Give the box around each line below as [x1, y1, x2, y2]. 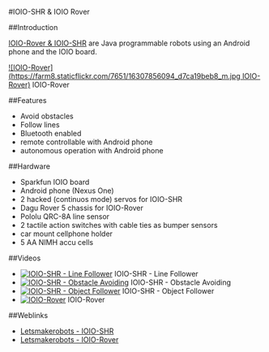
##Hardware [8, 161, 51, 171]
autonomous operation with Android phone [19, 146, 164, 155]
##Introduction [8, 23, 58, 32]
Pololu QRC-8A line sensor [19, 212, 110, 221]
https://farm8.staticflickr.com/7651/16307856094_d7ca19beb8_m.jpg [11, 71, 241, 80]
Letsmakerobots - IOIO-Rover [19, 335, 119, 344]
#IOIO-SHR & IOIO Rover [8, 7, 91, 16]
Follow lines [19, 120, 60, 129]
